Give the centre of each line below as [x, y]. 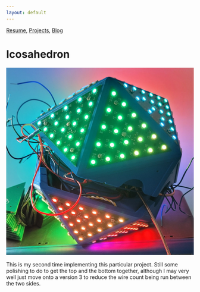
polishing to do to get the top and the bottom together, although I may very [98, 271]
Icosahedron [38, 54]
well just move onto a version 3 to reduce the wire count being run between [99, 277]
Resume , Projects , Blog [35, 30]
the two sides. [24, 283]
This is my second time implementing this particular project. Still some [92, 264]
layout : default [26, 12]
